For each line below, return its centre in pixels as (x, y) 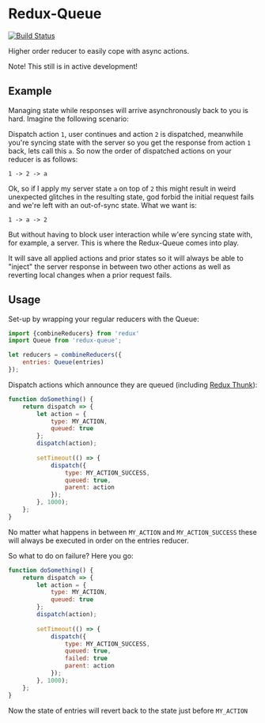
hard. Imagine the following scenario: (68, 119)
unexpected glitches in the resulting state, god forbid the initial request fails (131, 197)
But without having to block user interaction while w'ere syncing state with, (131, 234)
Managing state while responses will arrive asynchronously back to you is (129, 110)
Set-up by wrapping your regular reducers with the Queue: (104, 319)
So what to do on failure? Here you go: (71, 555)
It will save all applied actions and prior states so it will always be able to (126, 258)
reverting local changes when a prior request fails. (90, 274)
